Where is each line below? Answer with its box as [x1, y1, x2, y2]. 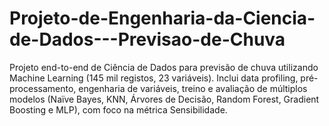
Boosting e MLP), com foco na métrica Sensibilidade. [9, 103, 228, 116]
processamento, [9, 82, 77, 94]
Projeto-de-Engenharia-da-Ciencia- [9, 7, 316, 30]
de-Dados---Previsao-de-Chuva [9, 28, 286, 51]
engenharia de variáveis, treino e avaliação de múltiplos [78, 82, 308, 94]
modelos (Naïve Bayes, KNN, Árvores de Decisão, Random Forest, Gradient [9, 93, 320, 105]
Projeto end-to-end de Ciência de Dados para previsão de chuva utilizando [9, 61, 319, 73]
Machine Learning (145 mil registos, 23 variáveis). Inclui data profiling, [9, 72, 299, 84]
